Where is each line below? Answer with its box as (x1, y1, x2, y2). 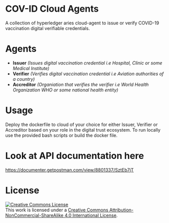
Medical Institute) (12, 65, 50, 71)
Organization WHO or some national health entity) (12, 87, 119, 93)
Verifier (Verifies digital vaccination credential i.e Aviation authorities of (12, 71, 164, 77)
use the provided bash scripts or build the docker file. (5, 132, 118, 138)
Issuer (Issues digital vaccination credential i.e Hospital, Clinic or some (12, 59, 163, 66)
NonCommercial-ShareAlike (5, 212, 64, 218)
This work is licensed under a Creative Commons (5, 207, 108, 213)
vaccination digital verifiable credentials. (5, 25, 90, 31)
